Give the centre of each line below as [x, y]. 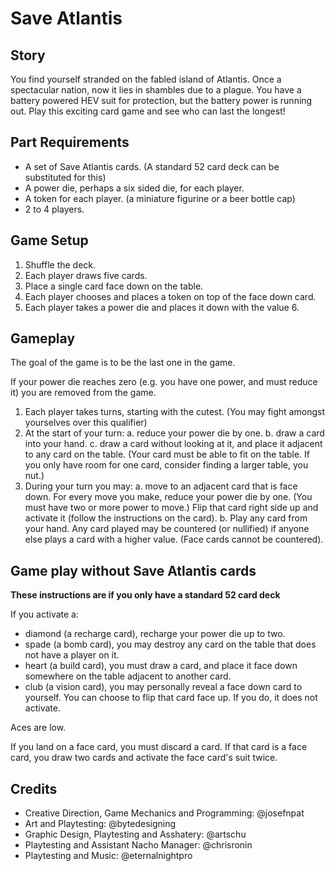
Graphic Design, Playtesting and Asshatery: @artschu [135, 834]
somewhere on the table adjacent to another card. [128, 676]
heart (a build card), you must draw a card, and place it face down [161, 666]
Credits [34, 788]
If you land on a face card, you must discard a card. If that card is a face [159, 747]
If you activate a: [45, 614]
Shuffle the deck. [60, 264]
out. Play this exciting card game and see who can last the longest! [148, 111]
